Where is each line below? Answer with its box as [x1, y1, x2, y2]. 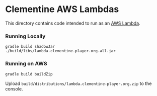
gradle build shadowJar [5, 44, 55, 49]
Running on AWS [5, 60, 47, 67]
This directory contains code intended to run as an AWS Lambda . [5, 20, 140, 26]
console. [5, 85, 24, 91]
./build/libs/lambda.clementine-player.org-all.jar [5, 49, 116, 54]
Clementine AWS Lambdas [5, 4, 119, 15]
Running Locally [5, 33, 46, 40]
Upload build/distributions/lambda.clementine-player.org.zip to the [5, 80, 152, 86]
